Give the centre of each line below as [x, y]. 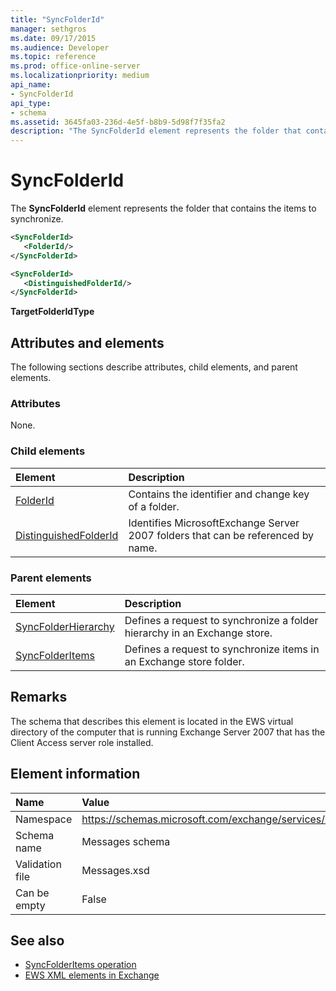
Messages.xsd [115, 870]
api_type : [31, 103]
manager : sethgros [48, 29]
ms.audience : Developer [60, 47]
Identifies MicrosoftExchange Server [214, 523]
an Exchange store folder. [184, 662]
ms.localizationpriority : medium [80, 76]
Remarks [39, 697]
